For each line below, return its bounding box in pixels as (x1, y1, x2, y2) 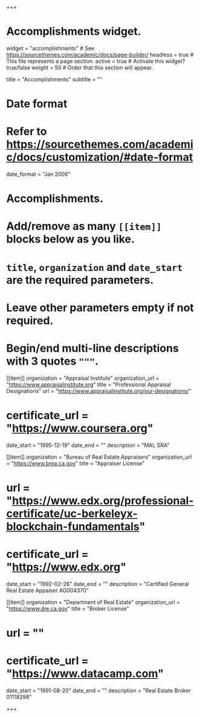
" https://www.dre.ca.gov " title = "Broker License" (6, 605, 130, 612)
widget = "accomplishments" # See (6, 44, 95, 52)
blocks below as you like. (6, 232, 135, 246)
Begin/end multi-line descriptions (6, 342, 179, 355)
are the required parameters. (6, 273, 154, 287)
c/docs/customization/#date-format (6, 150, 193, 164)
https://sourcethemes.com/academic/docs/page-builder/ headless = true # (6, 51, 194, 58)
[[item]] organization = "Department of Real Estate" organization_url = (6, 598, 180, 605)
